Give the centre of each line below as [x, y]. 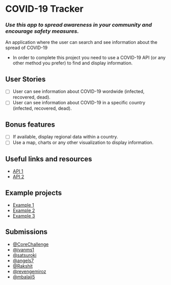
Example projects [34, 193]
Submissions [26, 232]
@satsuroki [25, 255]
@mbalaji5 [24, 277]
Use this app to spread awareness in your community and [79, 25]
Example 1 [23, 205]
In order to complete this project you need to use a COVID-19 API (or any [89, 58]
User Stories [26, 79]
